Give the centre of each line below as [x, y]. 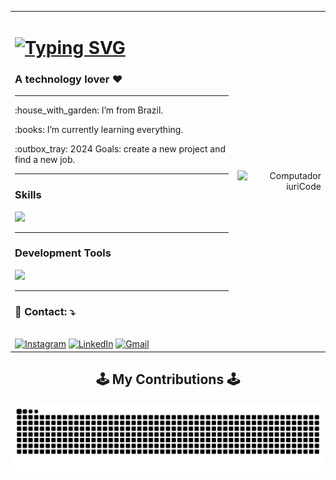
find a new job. [45, 160]
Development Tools [63, 253]
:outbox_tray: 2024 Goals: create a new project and [120, 149]
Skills [28, 195]
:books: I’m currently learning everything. [99, 130]
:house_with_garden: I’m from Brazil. [89, 110]
